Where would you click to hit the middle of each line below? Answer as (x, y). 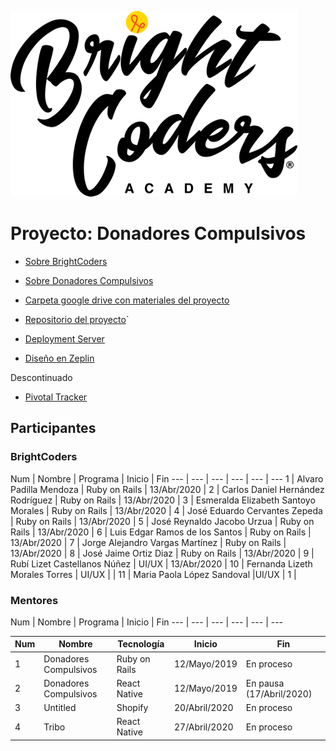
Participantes (53, 428)
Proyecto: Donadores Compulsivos (158, 233)
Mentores (34, 600)
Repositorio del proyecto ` (77, 319)
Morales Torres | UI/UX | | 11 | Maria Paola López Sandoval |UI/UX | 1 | (153, 574)
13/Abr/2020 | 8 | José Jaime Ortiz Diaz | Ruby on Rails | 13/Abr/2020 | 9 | (162, 553)
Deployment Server (64, 338)
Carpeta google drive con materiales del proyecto (127, 300)
